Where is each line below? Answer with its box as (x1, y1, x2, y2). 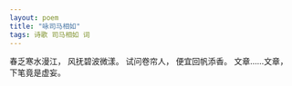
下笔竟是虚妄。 (9, 67, 66, 78)
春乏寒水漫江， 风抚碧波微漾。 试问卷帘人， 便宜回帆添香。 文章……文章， (9, 56, 288, 67)
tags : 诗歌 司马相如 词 (9, 30, 90, 39)
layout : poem (9, 13, 59, 23)
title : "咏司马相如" (9, 22, 80, 31)
